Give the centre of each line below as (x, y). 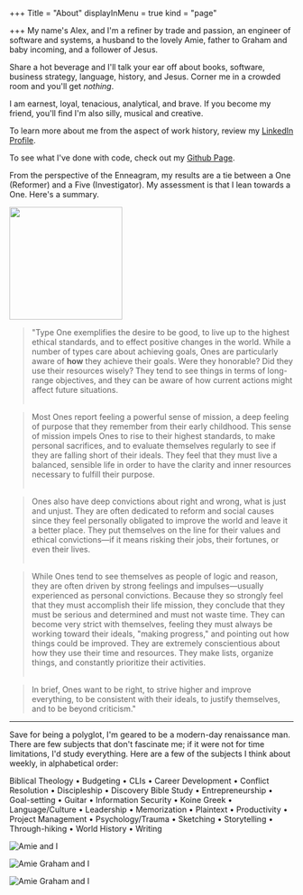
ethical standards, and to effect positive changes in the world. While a (161, 342)
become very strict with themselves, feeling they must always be (152, 624)
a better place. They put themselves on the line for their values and (156, 530)
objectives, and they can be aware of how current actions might (174, 380)
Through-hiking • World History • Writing (86, 829)
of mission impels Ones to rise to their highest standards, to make (153, 436)
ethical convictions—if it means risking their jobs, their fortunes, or (155, 539)
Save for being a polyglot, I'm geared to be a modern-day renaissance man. (150, 735)
